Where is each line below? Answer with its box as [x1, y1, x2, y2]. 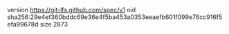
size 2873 [39, 20, 68, 28]
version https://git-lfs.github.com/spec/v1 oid [7, 6, 136, 14]
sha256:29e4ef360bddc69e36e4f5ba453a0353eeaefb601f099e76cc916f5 [7, 13, 223, 21]
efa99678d [7, 20, 39, 28]
